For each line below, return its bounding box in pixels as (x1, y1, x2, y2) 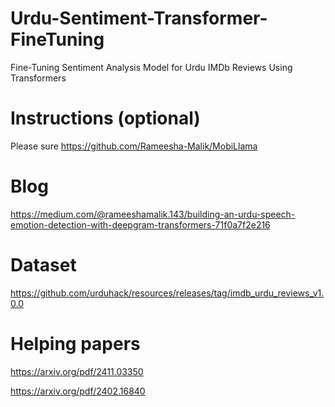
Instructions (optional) (10, 107, 201, 130)
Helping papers (10, 332, 141, 355)
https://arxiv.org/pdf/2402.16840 (10, 385, 146, 397)
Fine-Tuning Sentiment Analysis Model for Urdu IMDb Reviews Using (10, 61, 293, 73)
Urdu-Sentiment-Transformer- (10, 7, 268, 30)
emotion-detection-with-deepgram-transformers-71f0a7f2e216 (10, 218, 271, 231)
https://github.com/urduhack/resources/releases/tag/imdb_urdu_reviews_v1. (10, 287, 325, 299)
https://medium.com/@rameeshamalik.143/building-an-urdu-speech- (10, 208, 296, 220)
